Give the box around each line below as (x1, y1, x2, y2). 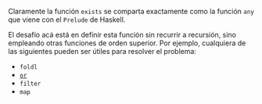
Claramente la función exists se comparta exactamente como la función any (8, 7, 254, 16)
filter (19, 80, 41, 88)
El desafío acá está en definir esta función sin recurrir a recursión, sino (8, 30, 237, 39)
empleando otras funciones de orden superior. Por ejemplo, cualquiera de (8, 38, 246, 48)
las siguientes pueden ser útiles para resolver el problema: (8, 47, 197, 56)
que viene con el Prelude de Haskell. (8, 15, 126, 24)
